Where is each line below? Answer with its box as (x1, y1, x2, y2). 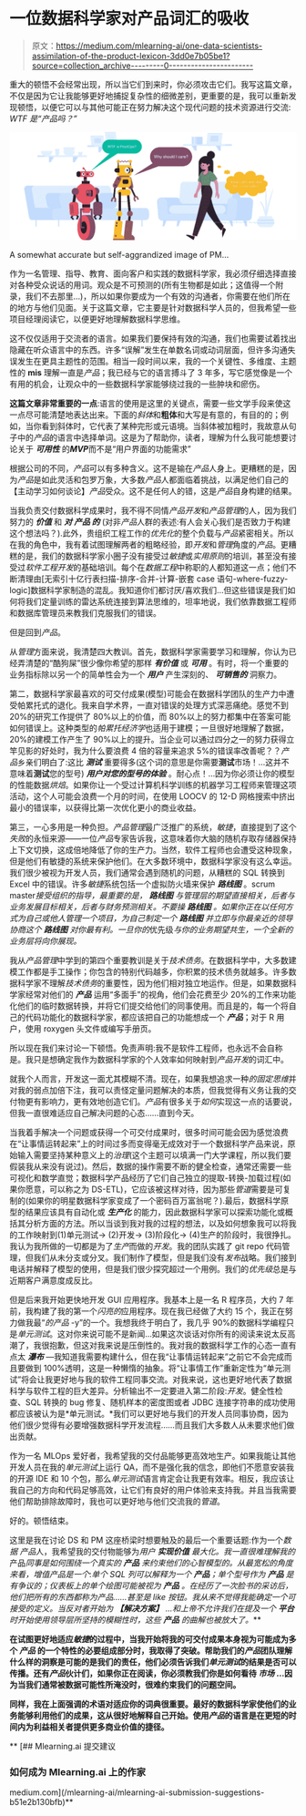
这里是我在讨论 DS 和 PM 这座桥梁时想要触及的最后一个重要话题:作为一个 (9, 1534, 284, 1545)
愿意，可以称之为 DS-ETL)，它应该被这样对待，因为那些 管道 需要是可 (25, 1184, 283, 1195)
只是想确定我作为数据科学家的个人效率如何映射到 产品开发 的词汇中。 (33, 1053, 289, 1064)
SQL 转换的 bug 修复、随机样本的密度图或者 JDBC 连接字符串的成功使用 (25, 1396, 296, 1408)
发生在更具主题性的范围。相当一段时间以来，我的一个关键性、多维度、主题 (16, 355, 297, 366)
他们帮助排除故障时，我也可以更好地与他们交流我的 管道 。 (9, 1495, 225, 1506)
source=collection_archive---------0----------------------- (31, 60, 253, 71)
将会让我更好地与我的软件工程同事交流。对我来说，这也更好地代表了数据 (21, 1373, 293, 1385)
